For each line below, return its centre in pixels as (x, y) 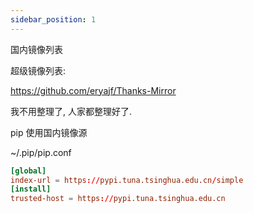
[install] (31, 189)
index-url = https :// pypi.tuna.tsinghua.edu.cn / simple (127, 180)
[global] (28, 171)
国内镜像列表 (36, 49)
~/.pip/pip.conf (41, 152)
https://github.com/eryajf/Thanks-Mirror (93, 90)
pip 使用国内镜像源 (49, 132)
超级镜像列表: (38, 70)
